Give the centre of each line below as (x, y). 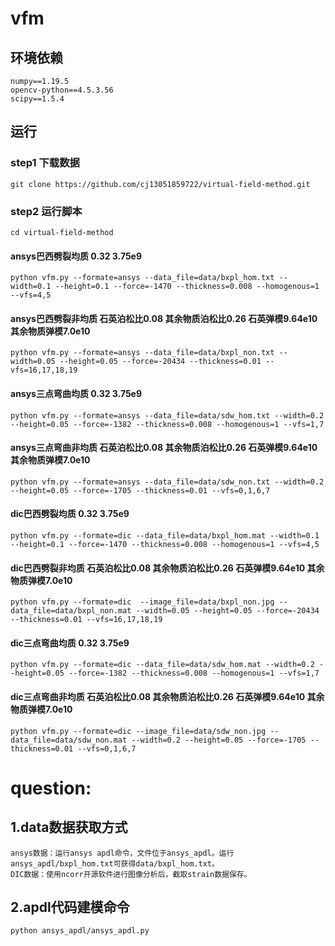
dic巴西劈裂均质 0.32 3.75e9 (70, 514)
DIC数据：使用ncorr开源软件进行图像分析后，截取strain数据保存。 (131, 874)
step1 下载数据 (45, 163)
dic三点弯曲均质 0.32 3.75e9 (70, 643)
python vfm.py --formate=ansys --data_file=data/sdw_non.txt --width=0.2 (167, 482)
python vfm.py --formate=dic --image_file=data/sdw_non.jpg (138, 731)
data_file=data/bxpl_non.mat (71, 611)
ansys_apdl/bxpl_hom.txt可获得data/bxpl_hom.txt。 (115, 863)
